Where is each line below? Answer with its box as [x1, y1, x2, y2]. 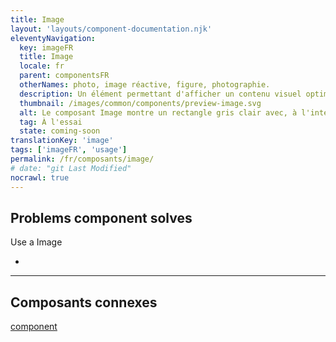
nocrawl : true [10, 172, 70, 183]
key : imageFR [19, 42, 74, 53]
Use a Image [10, 236, 63, 248]
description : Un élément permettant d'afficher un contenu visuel [19, 89, 302, 99]
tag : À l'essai [19, 117, 83, 127]
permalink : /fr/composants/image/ [10, 154, 155, 164]
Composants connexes [10, 294, 158, 311]
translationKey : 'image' [10, 136, 114, 146]
